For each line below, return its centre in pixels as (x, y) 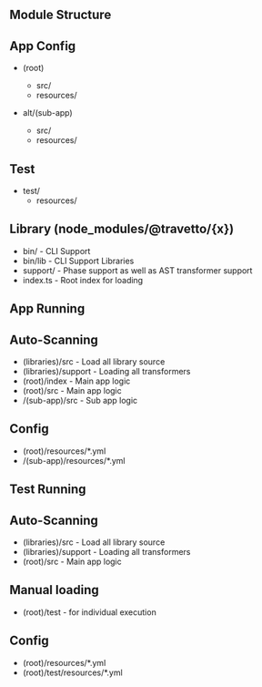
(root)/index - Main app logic (76, 381)
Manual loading (54, 590)
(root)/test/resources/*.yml (72, 672)
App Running (47, 309)
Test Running (48, 490)
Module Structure (60, 15)
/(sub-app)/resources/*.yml (74, 460)
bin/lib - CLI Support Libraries (78, 261)
